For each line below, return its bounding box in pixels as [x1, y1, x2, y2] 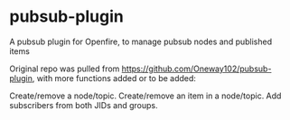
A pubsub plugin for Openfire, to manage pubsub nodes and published [9, 36, 273, 47]
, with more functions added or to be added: [32, 72, 197, 83]
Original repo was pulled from [9, 63, 120, 74]
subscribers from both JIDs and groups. [9, 99, 158, 110]
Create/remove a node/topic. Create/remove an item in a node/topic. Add [9, 90, 282, 101]
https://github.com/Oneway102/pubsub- [121, 63, 272, 74]
